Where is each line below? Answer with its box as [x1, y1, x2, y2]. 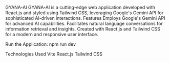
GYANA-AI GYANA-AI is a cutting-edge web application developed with [5, 5, 155, 10]
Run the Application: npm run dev [5, 41, 76, 47]
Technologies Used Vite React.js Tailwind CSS [5, 51, 103, 57]
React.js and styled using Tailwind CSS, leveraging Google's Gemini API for [5, 10, 164, 16]
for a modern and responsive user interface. [5, 32, 99, 37]
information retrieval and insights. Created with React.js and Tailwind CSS [5, 26, 160, 32]
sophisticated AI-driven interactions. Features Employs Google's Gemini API [5, 15, 165, 21]
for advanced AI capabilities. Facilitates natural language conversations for [5, 20, 163, 26]
